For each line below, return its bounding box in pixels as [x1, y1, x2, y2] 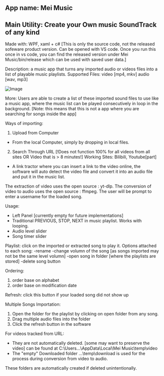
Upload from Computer [12, 130, 59, 136]
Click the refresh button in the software [12, 321, 91, 327]
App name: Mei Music [5, 4, 73, 12]
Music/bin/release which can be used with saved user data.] [5, 57, 126, 63]
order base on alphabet [12, 277, 60, 283]
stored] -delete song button [5, 258, 61, 264]
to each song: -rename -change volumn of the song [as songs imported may [5, 248, 159, 254]
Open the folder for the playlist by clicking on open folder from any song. [12, 311, 159, 317]
